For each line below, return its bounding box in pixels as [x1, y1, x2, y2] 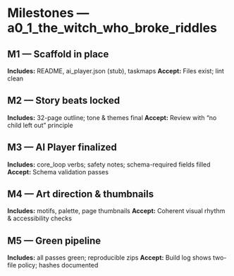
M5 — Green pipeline [7, 234, 101, 246]
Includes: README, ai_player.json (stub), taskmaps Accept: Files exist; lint [7, 67, 224, 75]
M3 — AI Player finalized [7, 141, 118, 153]
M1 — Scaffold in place [7, 48, 109, 60]
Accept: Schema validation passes [7, 167, 109, 176]
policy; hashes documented [18, 261, 99, 270]
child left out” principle [7, 121, 73, 129]
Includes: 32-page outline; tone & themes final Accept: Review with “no [7, 113, 217, 121]
